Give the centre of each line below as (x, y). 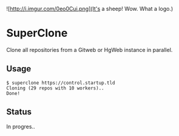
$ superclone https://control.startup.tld (61, 83)
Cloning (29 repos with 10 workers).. (55, 88)
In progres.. (21, 126)
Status (19, 112)
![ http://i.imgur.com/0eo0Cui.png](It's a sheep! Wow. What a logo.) (90, 9)
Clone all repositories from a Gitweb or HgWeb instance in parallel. (89, 50)
